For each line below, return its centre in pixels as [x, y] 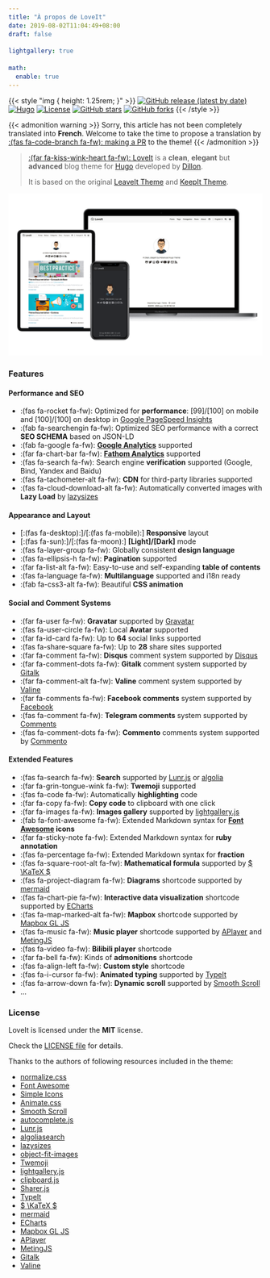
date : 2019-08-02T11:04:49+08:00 [64, 25]
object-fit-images [49, 1155]
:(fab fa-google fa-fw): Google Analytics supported [106, 445]
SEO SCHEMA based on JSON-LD [77, 436]
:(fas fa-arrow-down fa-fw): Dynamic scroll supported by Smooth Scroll [140, 983]
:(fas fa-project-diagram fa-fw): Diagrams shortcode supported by [131, 880]
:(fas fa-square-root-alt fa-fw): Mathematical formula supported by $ [136, 862]
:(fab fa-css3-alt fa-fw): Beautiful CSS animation [102, 584]
